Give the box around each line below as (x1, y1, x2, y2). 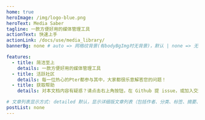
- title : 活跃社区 (12, 71, 55, 77)
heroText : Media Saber (6, 20, 64, 26)
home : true (6, 9, 34, 15)
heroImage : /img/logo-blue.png (6, 15, 86, 21)
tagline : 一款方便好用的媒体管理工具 (6, 26, 90, 32)
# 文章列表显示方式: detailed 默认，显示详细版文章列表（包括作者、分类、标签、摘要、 (6, 99, 201, 105)
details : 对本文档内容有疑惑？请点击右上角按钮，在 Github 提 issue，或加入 (17, 88, 194, 94)
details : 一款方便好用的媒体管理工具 (17, 65, 101, 71)
